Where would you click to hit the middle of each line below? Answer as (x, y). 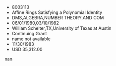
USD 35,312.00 (27, 49)
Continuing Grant (29, 33)
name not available (31, 39)
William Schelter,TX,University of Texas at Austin (62, 28)
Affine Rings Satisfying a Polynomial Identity (57, 12)
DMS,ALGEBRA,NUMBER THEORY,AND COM (58, 18)
